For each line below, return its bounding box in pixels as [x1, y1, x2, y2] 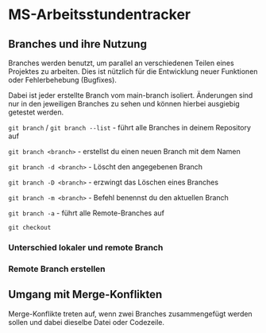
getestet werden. [8, 107, 64, 117]
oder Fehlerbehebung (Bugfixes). [8, 76, 118, 84]
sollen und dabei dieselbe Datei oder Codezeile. [8, 317, 165, 327]
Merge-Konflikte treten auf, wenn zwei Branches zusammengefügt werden [8, 308, 253, 319]
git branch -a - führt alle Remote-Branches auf [8, 208, 165, 218]
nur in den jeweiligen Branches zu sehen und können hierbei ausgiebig [8, 99, 240, 108]
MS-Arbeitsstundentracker [8, 6, 191, 24]
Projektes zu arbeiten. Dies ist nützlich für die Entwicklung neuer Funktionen [8, 67, 258, 76]
